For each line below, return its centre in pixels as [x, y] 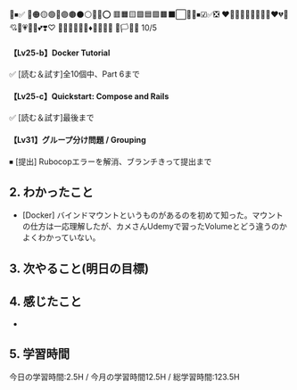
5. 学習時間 [39, 354]
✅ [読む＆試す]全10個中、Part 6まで [75, 74]
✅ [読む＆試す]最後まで [52, 118]
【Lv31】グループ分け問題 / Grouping [78, 140]
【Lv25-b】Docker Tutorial [60, 53]
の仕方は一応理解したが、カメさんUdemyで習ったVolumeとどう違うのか [155, 227]
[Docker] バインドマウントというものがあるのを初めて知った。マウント [153, 215]
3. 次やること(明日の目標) [79, 268]
